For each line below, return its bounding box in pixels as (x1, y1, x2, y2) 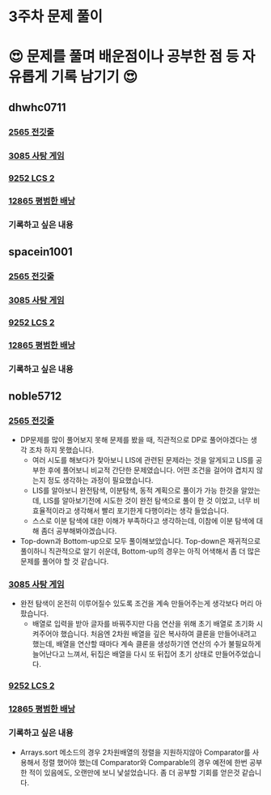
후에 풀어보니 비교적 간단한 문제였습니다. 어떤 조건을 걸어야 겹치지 (47, 465, 255, 475)
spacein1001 (8, 245, 73, 259)
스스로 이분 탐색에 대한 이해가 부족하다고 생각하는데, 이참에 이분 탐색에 (32, 516, 255, 526)
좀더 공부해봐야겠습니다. (40, 526, 117, 536)
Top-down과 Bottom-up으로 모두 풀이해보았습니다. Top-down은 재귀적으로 (19, 536, 261, 546)
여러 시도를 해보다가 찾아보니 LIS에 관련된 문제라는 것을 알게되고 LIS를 (32, 455, 254, 465)
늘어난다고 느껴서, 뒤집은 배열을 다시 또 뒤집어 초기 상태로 (32, 649, 214, 659)
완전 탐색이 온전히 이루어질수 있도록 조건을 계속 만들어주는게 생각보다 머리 (19, 599, 254, 609)
